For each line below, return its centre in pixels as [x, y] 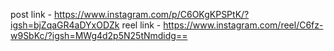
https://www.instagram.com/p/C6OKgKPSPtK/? [151, 14]
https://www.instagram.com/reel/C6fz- [243, 25]
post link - [31, 14]
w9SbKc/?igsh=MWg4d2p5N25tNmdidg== [99, 35]
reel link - [141, 25]
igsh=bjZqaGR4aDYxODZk [65, 25]
